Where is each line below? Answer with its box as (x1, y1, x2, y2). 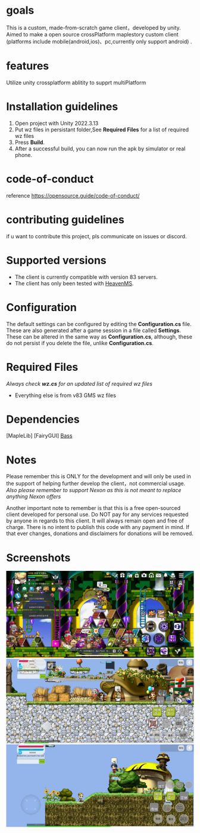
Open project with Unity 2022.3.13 (14, 119, 99, 127)
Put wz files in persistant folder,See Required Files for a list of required (14, 126, 189, 133)
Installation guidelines (6, 100, 118, 113)
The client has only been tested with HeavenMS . (14, 279, 134, 287)
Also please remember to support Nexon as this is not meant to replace (6, 487, 182, 494)
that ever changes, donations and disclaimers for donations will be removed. (6, 530, 193, 537)
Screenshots (6, 551, 71, 564)
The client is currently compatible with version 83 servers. (14, 273, 158, 281)
